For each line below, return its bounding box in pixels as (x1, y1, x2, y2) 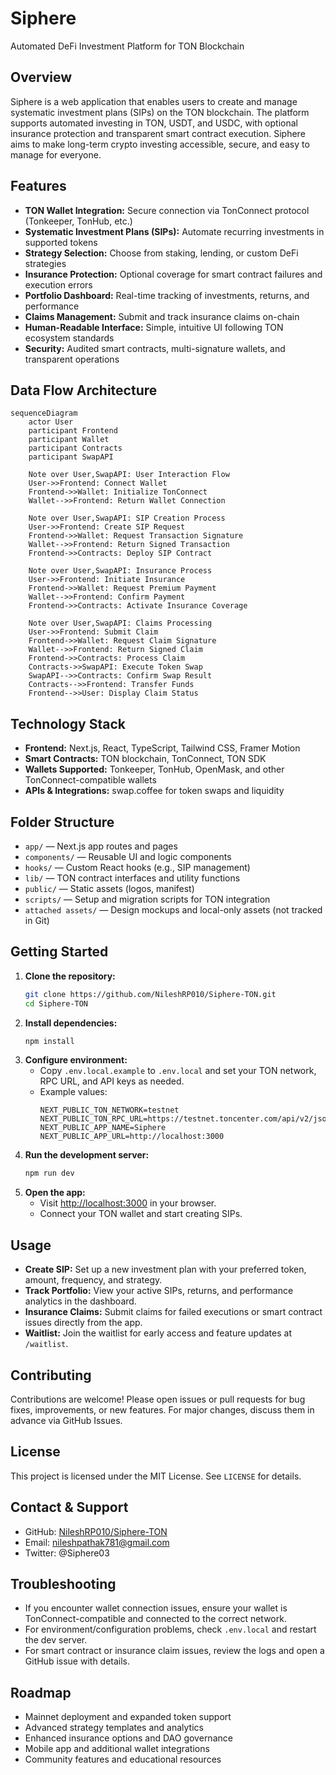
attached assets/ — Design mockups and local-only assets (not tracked (24, 904, 323, 916)
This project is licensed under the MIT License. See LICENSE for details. (10, 1470, 302, 1482)
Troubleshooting (10, 1575, 117, 1592)
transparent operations (24, 353, 120, 365)
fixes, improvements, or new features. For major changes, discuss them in (10, 1403, 315, 1416)
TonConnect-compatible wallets (24, 774, 157, 786)
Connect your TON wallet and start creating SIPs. (39, 1208, 243, 1220)
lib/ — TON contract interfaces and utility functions (24, 872, 241, 884)
